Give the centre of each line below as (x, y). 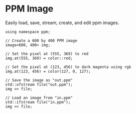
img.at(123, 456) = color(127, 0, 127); (48, 71)
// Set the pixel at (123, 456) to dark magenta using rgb (68, 67)
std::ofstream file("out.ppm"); (39, 84)
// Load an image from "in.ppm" (39, 98)
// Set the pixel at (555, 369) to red (47, 54)
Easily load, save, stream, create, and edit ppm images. (62, 23)
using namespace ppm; (28, 32)
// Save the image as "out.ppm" (39, 80)
